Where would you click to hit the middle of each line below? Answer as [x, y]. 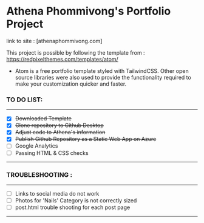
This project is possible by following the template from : [76, 52]
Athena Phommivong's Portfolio [89, 11]
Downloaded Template [43, 118]
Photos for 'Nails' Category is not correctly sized [76, 200]
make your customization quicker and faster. [71, 84]
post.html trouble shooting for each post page [73, 207]
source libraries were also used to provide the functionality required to [103, 77]
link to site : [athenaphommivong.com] [54, 41]
